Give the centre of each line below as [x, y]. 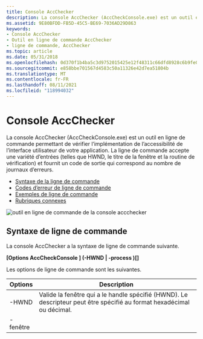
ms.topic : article [29, 51]
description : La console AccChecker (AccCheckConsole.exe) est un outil [100, 18]
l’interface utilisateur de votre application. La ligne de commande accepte [98, 150]
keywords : [19, 29]
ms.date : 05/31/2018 [32, 57]
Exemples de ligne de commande [56, 194]
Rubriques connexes [40, 200]
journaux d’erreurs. [30, 169]
